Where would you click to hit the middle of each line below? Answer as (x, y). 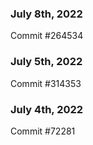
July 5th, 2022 (46, 62)
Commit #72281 (43, 131)
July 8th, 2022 (46, 14)
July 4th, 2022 (47, 109)
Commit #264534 (47, 36)
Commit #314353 (46, 83)
